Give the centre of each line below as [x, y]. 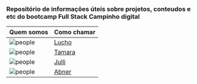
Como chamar [75, 32]
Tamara [65, 52]
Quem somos [29, 32]
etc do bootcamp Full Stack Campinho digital [73, 16]
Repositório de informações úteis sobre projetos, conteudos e [98, 9]
